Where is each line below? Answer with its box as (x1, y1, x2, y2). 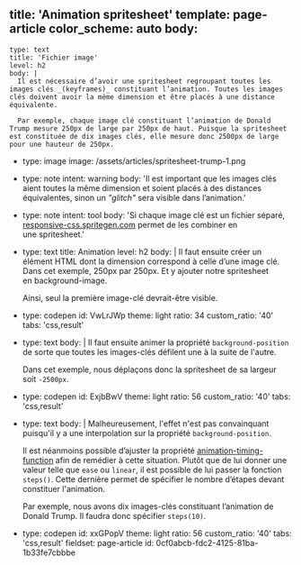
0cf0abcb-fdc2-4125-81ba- (155, 537, 259, 548)
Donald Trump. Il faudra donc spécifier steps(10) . (22, 510, 207, 521)
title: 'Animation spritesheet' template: (9, 7, 231, 23)
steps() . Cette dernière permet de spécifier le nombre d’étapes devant (22, 473, 285, 485)
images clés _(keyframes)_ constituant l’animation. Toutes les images (9, 85, 283, 94)
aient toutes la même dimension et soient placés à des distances (22, 182, 262, 193)
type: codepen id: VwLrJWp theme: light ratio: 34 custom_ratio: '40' (22, 310, 274, 321)
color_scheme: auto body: (49, 22, 199, 37)
